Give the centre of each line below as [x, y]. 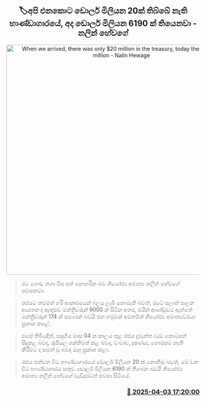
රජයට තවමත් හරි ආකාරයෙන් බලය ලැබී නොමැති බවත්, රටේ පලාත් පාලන [108, 303]
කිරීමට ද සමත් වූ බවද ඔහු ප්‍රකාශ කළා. [65, 349]
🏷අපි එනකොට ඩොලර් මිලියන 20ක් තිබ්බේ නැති [103, 11]
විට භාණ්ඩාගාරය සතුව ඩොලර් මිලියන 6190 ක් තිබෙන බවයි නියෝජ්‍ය [102, 368]
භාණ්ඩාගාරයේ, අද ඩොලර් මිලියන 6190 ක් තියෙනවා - [103, 24]
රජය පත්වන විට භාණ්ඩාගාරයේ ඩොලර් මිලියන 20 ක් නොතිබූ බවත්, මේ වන [110, 361]
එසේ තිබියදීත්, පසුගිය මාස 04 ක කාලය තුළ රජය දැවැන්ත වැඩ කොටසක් [104, 335]
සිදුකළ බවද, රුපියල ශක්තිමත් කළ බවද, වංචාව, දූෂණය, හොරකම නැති [102, 342]
